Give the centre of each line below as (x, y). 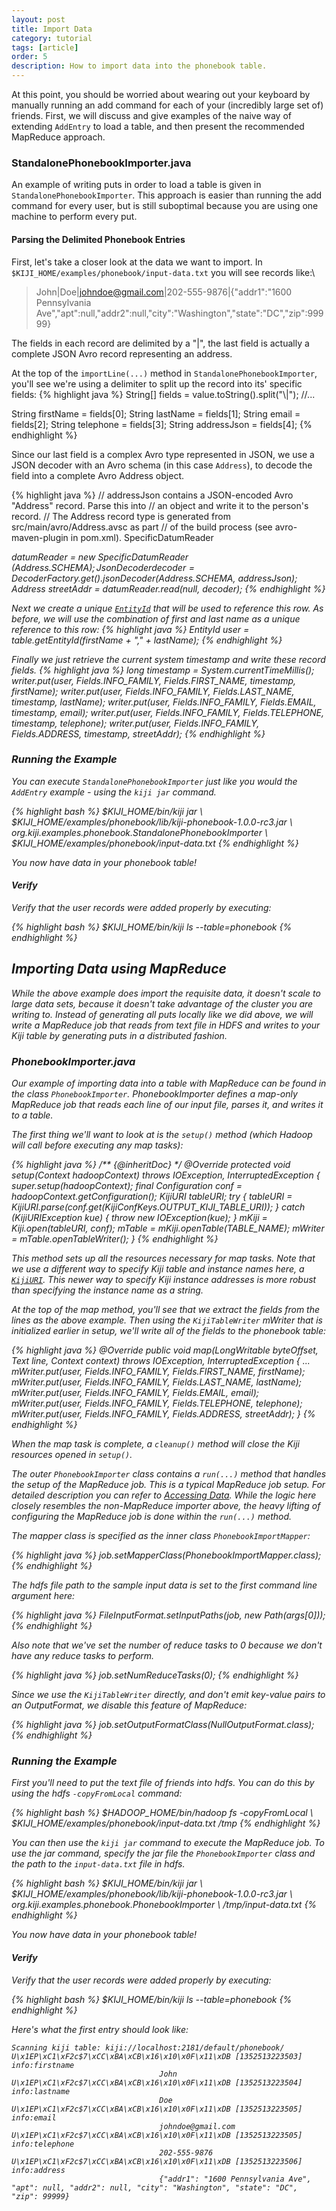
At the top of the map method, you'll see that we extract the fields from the (166, 1310)
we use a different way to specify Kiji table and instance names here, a (158, 1269)
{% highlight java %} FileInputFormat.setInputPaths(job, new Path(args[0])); (168, 1615)
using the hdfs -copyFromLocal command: (97, 1793)
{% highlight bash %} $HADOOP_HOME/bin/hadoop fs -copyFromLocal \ (162, 1813)
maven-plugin (40, 537)
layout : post (38, 19)
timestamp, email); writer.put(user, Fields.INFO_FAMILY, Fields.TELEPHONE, (168, 712)
